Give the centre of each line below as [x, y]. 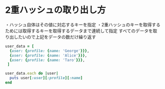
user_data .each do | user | [32, 74]
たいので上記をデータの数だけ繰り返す [57, 37]
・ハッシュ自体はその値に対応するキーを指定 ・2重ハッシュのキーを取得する [83, 25]
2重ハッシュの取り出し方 [56, 10]
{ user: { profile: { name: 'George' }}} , [50, 51]
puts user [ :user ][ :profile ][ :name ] [46, 78]
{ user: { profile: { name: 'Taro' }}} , [47, 60]
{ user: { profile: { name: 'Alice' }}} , [48, 55]
